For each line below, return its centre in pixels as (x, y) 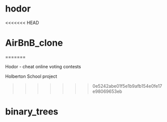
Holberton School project (31, 76)
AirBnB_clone (34, 43)
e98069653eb (107, 91)
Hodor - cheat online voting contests (43, 66)
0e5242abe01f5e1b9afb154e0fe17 (127, 86)
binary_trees (32, 112)
